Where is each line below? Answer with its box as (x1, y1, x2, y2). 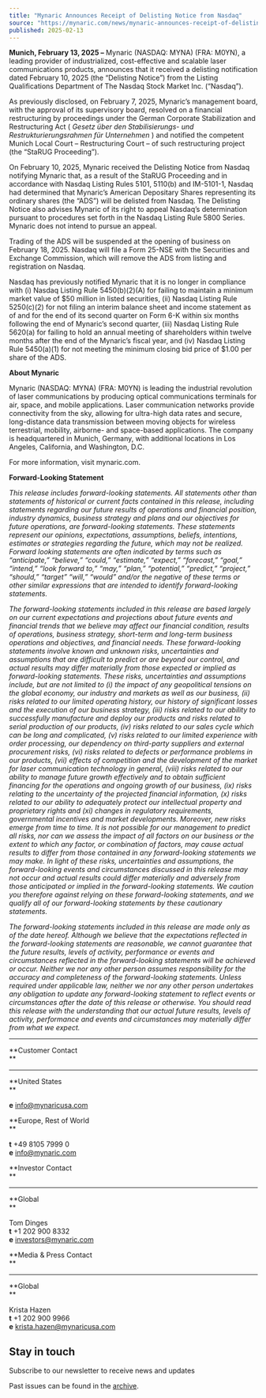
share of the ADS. (9, 353, 66, 362)
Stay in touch (9, 1345, 76, 1358)
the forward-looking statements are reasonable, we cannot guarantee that (9, 939, 252, 949)
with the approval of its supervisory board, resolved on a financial (9, 105, 223, 115)
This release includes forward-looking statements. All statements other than (9, 488, 257, 498)
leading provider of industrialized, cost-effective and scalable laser (9, 56, 227, 66)
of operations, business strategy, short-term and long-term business (9, 629, 233, 639)
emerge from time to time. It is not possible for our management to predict (9, 823, 251, 833)
